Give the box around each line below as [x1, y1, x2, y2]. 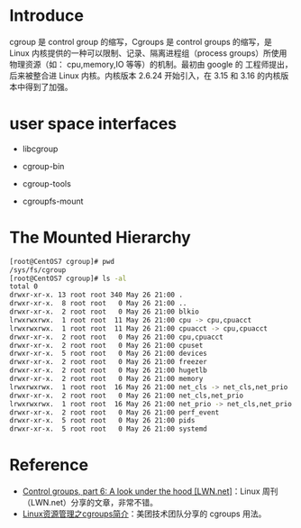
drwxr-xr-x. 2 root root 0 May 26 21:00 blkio [9, 307, 200, 316]
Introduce [9, 5, 84, 26]
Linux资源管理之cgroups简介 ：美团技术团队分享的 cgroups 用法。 [22, 508, 267, 519]
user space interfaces [9, 114, 178, 134]
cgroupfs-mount [22, 196, 84, 206]
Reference [9, 455, 88, 476]
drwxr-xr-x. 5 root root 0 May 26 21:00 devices [9, 349, 207, 359]
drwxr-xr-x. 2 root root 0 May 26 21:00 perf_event [9, 407, 220, 417]
